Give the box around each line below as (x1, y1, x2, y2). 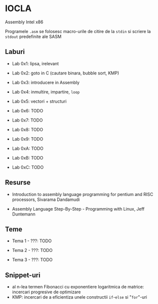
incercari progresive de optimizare (12, 289, 81, 295)
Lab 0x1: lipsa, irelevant (12, 60, 59, 66)
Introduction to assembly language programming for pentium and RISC (12, 191, 154, 197)
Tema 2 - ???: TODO (12, 248, 53, 253)
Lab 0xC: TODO (12, 164, 44, 170)
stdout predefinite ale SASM (5, 34, 62, 39)
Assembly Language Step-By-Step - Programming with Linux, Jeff (12, 206, 144, 212)
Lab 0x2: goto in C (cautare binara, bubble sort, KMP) (12, 70, 120, 76)
